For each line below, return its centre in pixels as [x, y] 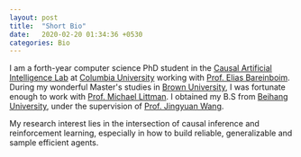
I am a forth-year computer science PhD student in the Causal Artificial [141, 68]
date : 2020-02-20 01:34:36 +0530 [76, 34]
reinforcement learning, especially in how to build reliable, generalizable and [151, 133]
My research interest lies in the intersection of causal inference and [134, 124]
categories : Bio [40, 43]
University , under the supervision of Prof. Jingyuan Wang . [117, 106]
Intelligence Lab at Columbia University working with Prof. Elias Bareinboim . [150, 78]
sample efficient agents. [54, 143]
